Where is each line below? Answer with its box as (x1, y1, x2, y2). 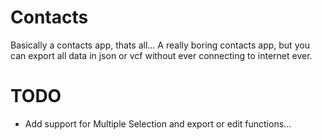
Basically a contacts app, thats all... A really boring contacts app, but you (10, 39, 310, 51)
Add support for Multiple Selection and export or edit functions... (24, 117, 292, 130)
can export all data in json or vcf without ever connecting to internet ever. (10, 49, 313, 61)
